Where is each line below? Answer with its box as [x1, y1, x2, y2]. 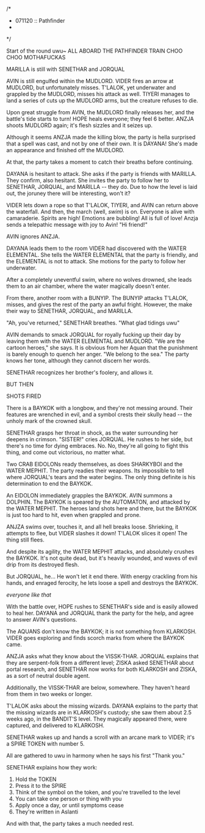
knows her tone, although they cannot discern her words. [6, 357, 151, 364]
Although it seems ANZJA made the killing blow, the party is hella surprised [6, 134, 196, 141]
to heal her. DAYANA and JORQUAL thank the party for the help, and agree [6, 609, 194, 617]
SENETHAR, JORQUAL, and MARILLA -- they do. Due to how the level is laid [6, 183, 198, 190]
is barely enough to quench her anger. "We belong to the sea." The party [6, 351, 189, 358]
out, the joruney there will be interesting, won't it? [6, 189, 131, 197]
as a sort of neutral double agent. [6, 672, 90, 679]
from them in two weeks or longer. [6, 691, 93, 697]
